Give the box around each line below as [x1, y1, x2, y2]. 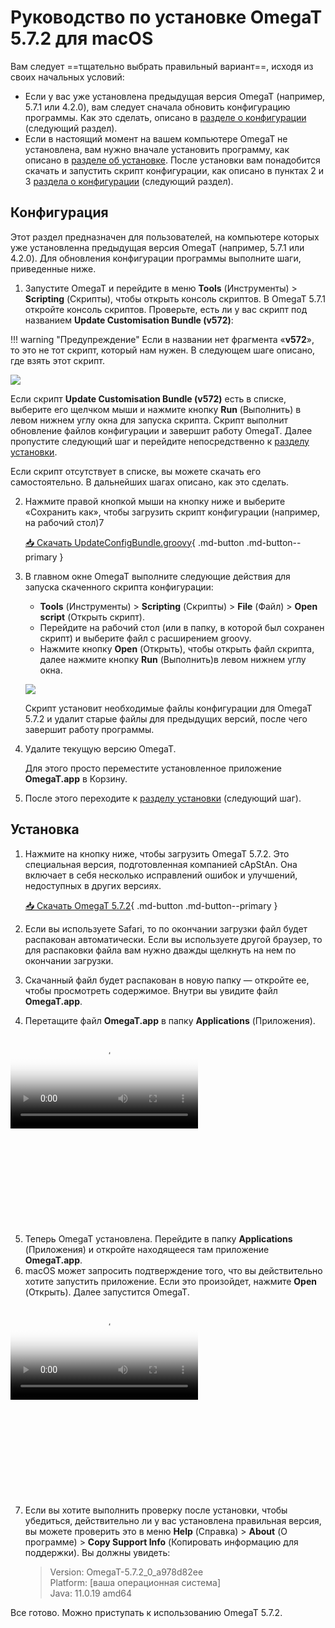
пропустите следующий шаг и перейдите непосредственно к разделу [10, 435, 310, 447]
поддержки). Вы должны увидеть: [24, 1546, 171, 1558]
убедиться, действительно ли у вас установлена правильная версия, [24, 1514, 322, 1526]
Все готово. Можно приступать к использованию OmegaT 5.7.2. [10, 1606, 283, 1618]
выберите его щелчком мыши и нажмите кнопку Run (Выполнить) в [10, 403, 302, 415]
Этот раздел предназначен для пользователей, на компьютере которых [10, 231, 320, 243]
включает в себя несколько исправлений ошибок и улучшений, [24, 869, 298, 881]
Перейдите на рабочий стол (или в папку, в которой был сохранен [39, 621, 325, 633]
